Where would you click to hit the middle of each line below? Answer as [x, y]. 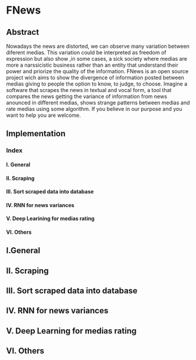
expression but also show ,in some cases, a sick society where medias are [97, 59]
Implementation [36, 134]
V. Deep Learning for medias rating [71, 331]
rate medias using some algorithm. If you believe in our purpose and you [94, 109]
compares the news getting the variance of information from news [86, 96]
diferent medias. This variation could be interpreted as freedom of [86, 53]
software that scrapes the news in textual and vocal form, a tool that [89, 90]
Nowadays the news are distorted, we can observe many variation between [98, 46]
